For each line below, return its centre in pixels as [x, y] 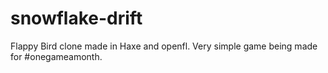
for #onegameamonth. [56, 56]
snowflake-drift [76, 18]
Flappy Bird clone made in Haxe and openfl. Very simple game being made [164, 46]
